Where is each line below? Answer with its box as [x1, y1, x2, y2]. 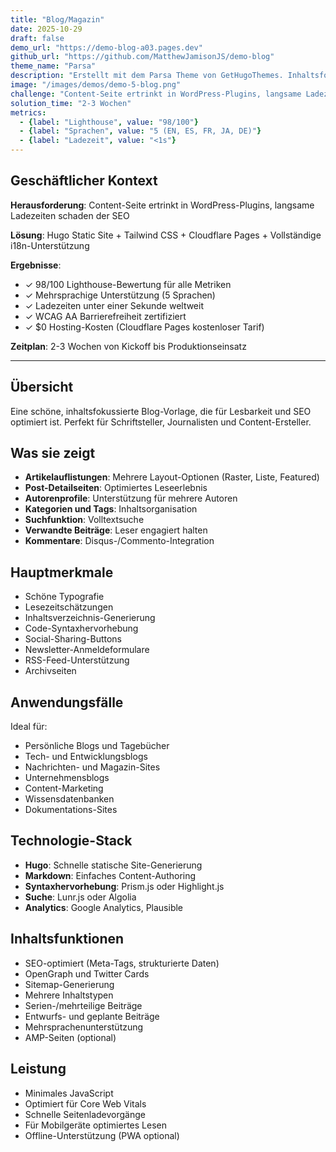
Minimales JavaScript [24, 1087, 114, 1099]
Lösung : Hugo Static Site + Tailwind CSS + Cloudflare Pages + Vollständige [10, 229, 322, 241]
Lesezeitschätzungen [24, 601, 114, 613]
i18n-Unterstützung [10, 239, 90, 251]
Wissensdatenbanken [24, 793, 115, 805]
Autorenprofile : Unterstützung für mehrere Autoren [24, 492, 238, 505]
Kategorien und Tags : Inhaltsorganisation [24, 503, 198, 515]
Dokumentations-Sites [24, 804, 118, 816]
